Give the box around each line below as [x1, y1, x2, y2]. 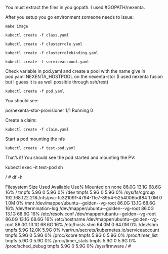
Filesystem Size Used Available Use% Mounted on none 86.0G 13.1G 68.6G [5, 184, 161, 190]
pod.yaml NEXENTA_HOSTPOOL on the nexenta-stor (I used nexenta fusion [5, 73, 163, 79]
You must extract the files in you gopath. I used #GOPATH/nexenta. [5, 5, 145, 10]
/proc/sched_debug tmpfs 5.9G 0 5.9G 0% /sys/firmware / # [5, 243, 132, 249]
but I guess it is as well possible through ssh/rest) [5, 79, 109, 85]
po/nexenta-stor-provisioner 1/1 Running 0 [5, 107, 94, 113]
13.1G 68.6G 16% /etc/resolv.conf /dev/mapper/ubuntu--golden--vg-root [5, 211, 156, 217]
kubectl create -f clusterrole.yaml [5, 41, 82, 47]
